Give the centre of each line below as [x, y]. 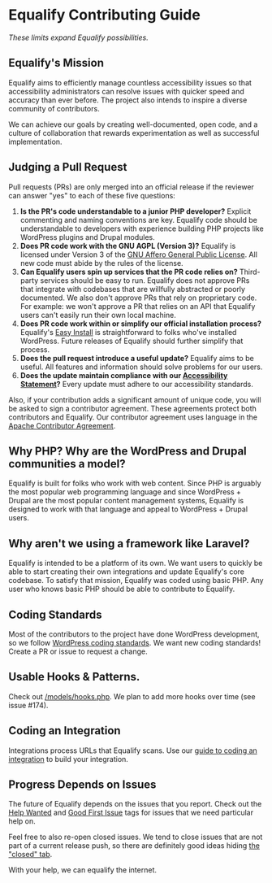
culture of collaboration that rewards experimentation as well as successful [134, 133]
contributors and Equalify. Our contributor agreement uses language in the [133, 417]
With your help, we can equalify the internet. [82, 870]
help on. [22, 821]
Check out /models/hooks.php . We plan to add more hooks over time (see [132, 696]
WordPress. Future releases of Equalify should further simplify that [132, 341]
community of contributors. [54, 108]
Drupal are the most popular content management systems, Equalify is [126, 501]
